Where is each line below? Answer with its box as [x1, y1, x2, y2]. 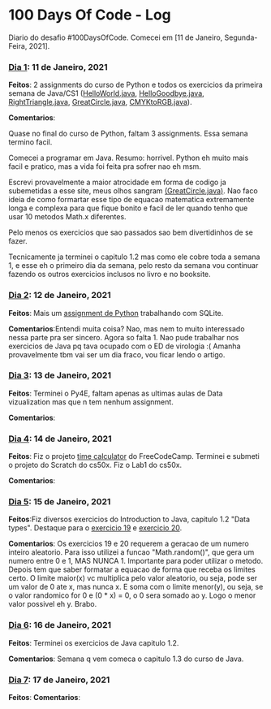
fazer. [8, 236, 28, 246]
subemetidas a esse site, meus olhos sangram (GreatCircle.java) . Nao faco [8, 186, 258, 196]
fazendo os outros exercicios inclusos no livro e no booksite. [8, 270, 211, 279]
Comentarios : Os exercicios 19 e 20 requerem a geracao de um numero [8, 538, 249, 549]
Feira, [8, 41, 28, 50]
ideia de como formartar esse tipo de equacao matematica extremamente [8, 195, 255, 205]
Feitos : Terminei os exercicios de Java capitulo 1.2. [8, 638, 179, 647]
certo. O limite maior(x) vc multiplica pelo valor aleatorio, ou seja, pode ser [8, 573, 258, 583]
